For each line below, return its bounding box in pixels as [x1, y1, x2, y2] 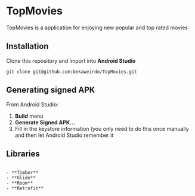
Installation [6, 41, 49, 51]
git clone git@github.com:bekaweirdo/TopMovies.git [6, 69, 137, 75]
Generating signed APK [6, 85, 95, 95]
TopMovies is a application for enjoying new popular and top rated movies [6, 24, 188, 31]
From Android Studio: [6, 100, 58, 108]
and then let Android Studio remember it [14, 131, 114, 139]
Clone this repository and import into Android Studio [6, 57, 136, 64]
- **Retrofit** [6, 185, 44, 192]
